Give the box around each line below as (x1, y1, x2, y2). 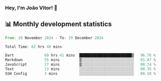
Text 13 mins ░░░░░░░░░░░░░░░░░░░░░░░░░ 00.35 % (5, 67, 156, 72)
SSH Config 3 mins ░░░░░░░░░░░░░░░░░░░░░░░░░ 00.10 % (5, 71, 156, 76)
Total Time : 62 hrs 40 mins (5, 44, 62, 49)
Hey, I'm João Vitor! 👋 (5, 4, 58, 11)
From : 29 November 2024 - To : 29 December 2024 (5, 35, 104, 40)
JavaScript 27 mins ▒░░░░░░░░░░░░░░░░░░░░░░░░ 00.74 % (5, 62, 156, 67)
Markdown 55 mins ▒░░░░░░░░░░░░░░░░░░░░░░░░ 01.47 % (5, 58, 156, 62)
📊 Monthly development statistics (5, 20, 112, 28)
